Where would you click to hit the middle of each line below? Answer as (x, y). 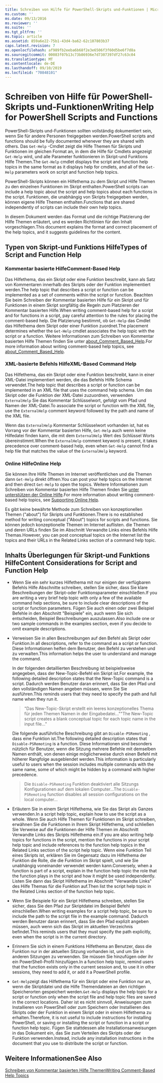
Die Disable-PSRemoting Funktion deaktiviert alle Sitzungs (81, 784)
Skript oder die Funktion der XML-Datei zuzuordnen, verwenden (69, 395)
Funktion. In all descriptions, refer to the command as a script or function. (85, 643)
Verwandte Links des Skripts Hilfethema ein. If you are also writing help (83, 835)
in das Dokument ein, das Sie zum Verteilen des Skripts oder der (76, 1033)
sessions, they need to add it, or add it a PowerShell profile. (72, 972)
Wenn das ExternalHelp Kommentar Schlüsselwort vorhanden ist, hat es (77, 425)
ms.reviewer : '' (21, 23)
